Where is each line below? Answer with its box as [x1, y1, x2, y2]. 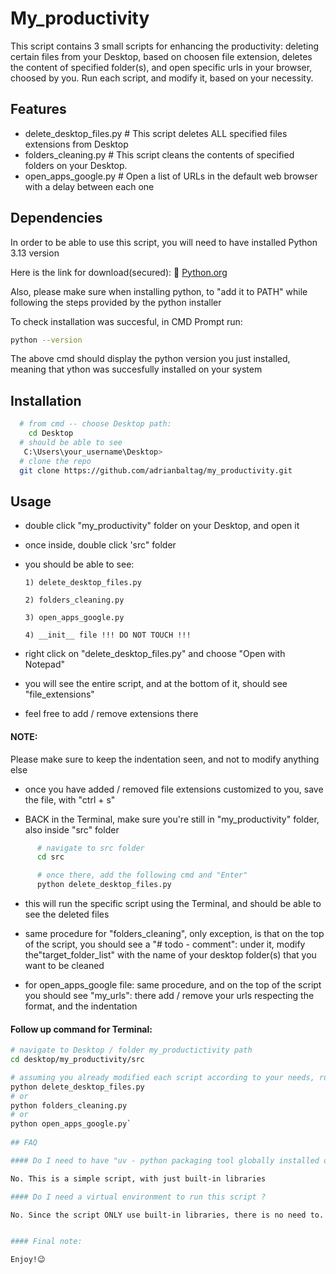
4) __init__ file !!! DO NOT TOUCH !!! [24, 630, 192, 641]
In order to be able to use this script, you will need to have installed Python [10, 236, 318, 248]
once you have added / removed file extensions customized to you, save [24, 783, 324, 795]
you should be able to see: [24, 558, 135, 571]
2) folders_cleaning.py [24, 595, 125, 606]
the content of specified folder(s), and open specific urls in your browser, [10, 61, 313, 73]
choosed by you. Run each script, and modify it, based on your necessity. [10, 72, 314, 84]
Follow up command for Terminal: [10, 1023, 153, 1035]
